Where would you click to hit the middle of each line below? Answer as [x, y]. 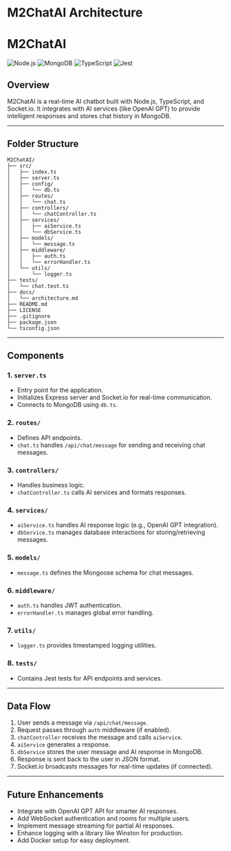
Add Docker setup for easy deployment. [74, 841]
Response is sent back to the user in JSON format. [89, 759]
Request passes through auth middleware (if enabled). [94, 730]
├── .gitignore [29, 316]
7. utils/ [22, 630]
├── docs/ [21, 292]
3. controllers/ [33, 470]
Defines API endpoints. [49, 437]
